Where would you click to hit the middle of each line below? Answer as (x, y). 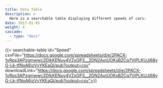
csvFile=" (15, 55)
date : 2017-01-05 (23, 23)
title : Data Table (24, 9)
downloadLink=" (21, 70)
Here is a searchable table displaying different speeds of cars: (78, 18)
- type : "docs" (25, 37)
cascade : (14, 32)
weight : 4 (15, 27)
